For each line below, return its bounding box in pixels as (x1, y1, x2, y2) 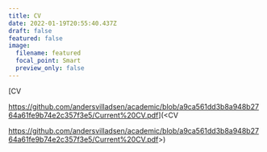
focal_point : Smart (15, 57, 81, 65)
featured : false (8, 34, 63, 43)
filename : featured (15, 49, 81, 57)
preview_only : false (15, 64, 85, 72)
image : (8, 42, 31, 50)
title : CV (8, 11, 42, 20)
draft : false (8, 27, 52, 35)
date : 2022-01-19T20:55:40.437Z (8, 19, 117, 27)
